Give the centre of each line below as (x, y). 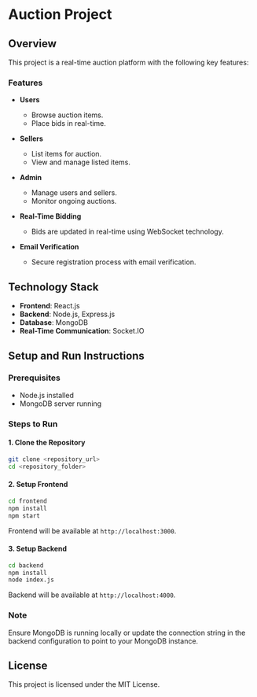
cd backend (26, 565)
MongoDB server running (61, 404)
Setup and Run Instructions (77, 356)
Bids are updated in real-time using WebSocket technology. (127, 232)
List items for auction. (66, 154)
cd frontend (28, 501)
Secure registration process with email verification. (114, 262)
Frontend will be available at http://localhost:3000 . (92, 531)
